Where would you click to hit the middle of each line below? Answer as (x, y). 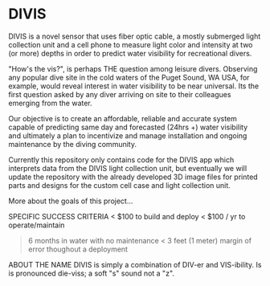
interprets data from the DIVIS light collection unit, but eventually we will (128, 168)
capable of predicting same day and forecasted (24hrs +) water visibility (128, 127)
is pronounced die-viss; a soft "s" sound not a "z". (92, 273)
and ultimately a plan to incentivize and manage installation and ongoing (128, 135)
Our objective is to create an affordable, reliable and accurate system (123, 118)
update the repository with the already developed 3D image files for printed (133, 177)
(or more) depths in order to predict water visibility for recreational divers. (130, 53)
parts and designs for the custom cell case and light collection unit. (119, 185)
